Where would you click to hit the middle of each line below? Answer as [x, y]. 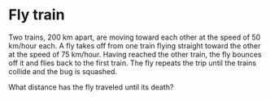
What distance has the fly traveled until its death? [91, 87]
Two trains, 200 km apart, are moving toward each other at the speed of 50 [135, 37]
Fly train [37, 15]
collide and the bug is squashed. [63, 71]
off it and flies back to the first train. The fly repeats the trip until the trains [133, 63]
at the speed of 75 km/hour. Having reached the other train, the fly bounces [135, 54]
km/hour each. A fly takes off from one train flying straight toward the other [135, 45]
